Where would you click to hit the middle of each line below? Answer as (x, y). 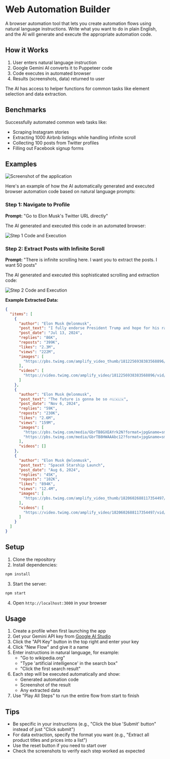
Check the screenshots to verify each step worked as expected (79, 751)
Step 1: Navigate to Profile (37, 205)
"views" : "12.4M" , (38, 489)
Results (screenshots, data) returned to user (59, 78)
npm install (18, 574)
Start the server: (30, 584)
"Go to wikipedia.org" (42, 658)
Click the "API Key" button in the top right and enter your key (76, 642)
